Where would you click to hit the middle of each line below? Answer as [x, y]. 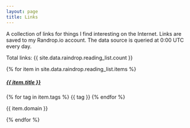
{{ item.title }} [24, 82]
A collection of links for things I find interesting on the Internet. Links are [94, 33]
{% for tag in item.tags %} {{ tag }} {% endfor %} [66, 97]
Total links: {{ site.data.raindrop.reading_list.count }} [69, 58]
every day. [19, 46]
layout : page [22, 11]
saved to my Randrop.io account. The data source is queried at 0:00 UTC [95, 40]
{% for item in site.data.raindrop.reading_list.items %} [71, 69]
